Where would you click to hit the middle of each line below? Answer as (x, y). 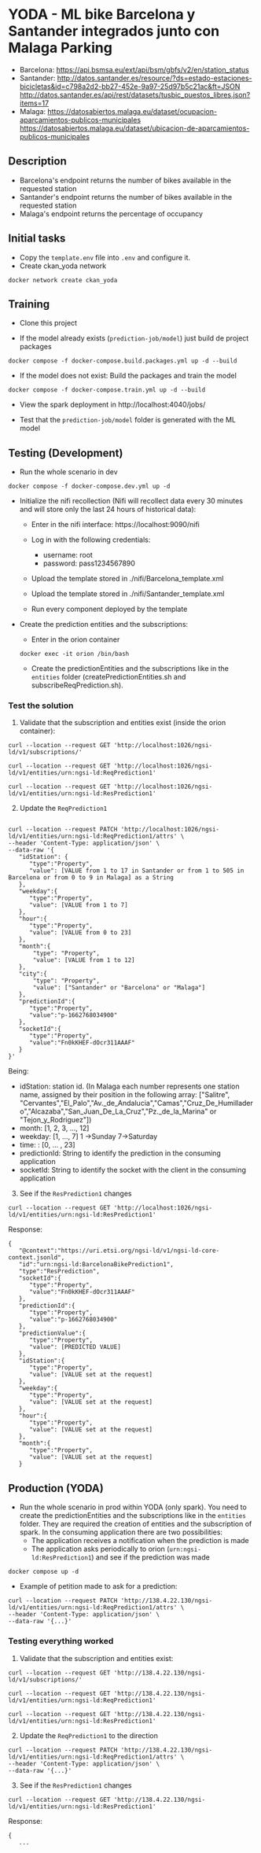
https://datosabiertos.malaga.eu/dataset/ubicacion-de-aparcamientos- (134, 128)
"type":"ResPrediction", (59, 1272)
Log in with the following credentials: (91, 540)
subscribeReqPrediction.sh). (77, 685)
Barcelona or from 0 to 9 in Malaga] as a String (91, 878)
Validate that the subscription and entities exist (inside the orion (123, 723)
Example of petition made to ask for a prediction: (98, 1586)
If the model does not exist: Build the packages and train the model (128, 376)
